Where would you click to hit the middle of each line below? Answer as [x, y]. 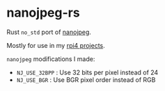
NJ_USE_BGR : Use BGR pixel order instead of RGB [86, 80]
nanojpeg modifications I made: [51, 59]
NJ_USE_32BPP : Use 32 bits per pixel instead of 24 [87, 72]
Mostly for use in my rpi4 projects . [56, 45]
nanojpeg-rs [44, 13]
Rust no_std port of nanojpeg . [49, 32]
